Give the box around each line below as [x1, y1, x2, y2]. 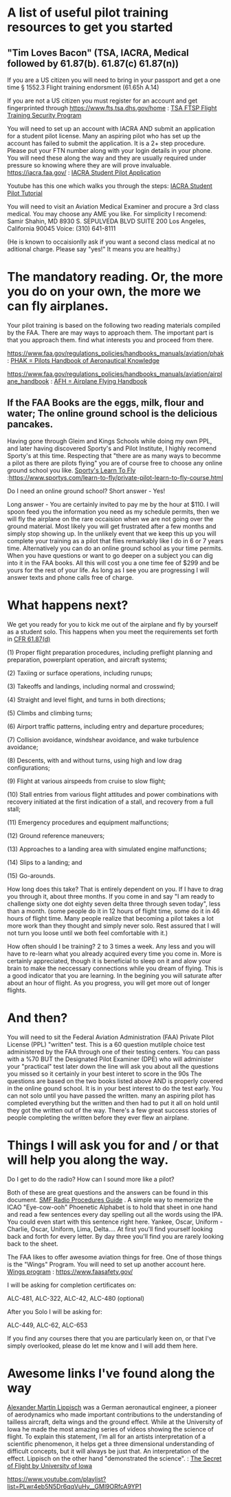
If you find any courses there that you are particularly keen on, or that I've [7, 1334, 216, 1342]
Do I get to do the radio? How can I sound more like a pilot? [7, 1175, 175, 1183]
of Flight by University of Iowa [7, 1461, 93, 1469]
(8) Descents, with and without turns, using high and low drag [7, 756, 182, 764]
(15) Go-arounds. [7, 871, 56, 879]
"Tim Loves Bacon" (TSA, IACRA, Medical [7, 47, 189, 59]
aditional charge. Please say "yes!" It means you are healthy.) [7, 245, 181, 253]
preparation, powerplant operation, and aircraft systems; [7, 656, 167, 664]
